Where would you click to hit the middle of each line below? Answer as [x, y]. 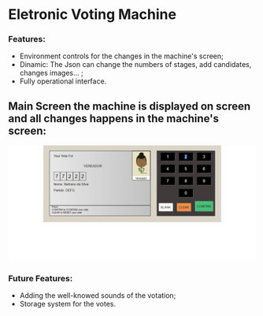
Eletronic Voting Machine [93, 15]
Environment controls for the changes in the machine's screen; [122, 56]
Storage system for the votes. [68, 303]
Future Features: [41, 278]
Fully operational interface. [63, 81]
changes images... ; [52, 73]
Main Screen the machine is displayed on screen [130, 106]
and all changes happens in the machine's [113, 119]
